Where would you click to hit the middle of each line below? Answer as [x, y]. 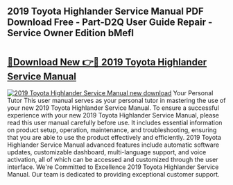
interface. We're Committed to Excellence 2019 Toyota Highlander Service [113, 167]
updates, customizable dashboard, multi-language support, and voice [107, 152]
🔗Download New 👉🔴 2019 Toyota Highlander [107, 62]
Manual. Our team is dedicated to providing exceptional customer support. [113, 174]
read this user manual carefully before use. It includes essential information [115, 122]
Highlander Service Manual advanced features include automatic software [113, 145]
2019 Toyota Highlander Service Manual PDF [106, 11]
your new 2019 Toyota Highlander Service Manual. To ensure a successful [113, 108]
